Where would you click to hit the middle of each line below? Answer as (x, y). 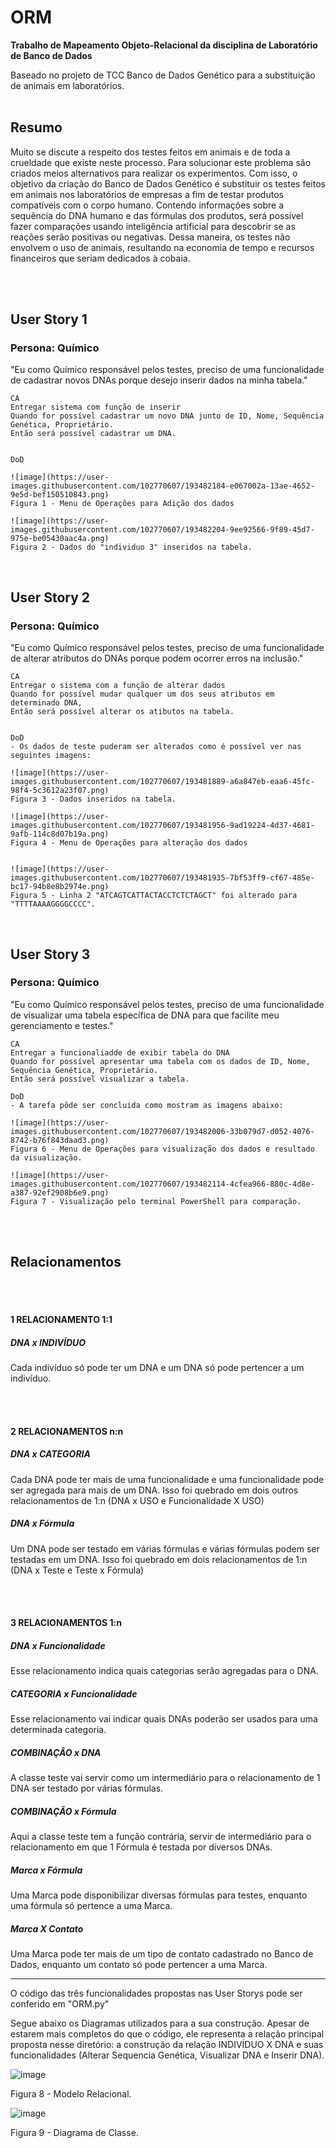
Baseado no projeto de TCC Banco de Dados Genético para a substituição (163, 75)
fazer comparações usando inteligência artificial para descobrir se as (153, 226)
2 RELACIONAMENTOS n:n (67, 1431)
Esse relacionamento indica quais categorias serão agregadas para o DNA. (164, 1671)
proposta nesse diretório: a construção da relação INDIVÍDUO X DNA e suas (167, 2045)
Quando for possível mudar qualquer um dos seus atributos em (142, 694)
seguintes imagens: (51, 756)
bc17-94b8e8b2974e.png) (60, 887)
